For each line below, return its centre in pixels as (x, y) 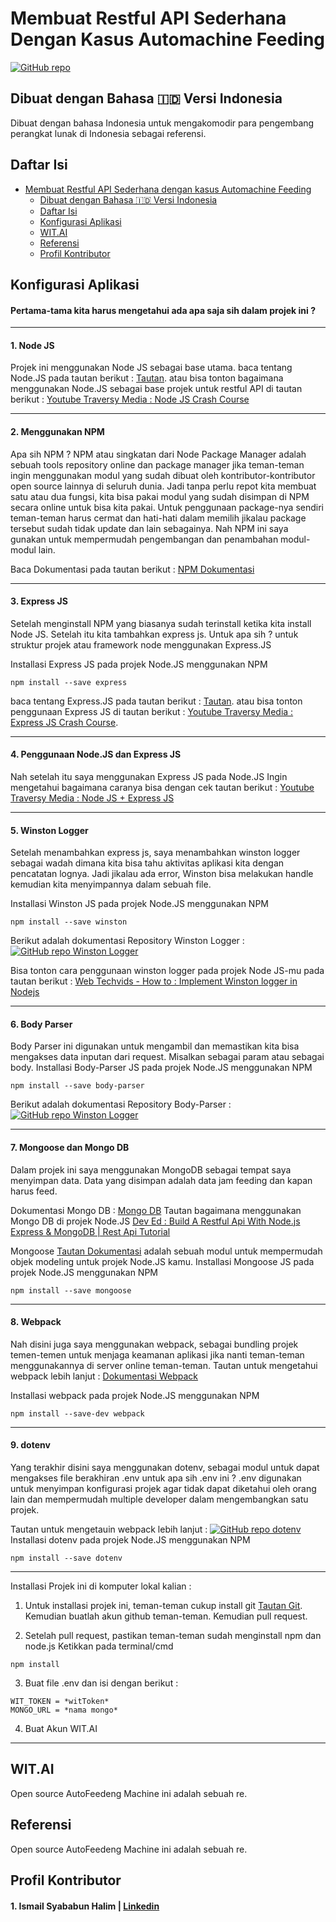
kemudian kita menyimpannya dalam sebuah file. (111, 884)
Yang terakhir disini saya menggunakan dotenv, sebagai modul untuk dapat (165, 1467)
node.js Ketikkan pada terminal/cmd (99, 1646)
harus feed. (34, 1191)
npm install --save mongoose (71, 1290)
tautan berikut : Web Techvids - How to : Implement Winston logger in (154, 981)
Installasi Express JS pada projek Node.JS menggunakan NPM (139, 664)
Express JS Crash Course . (64, 722)
